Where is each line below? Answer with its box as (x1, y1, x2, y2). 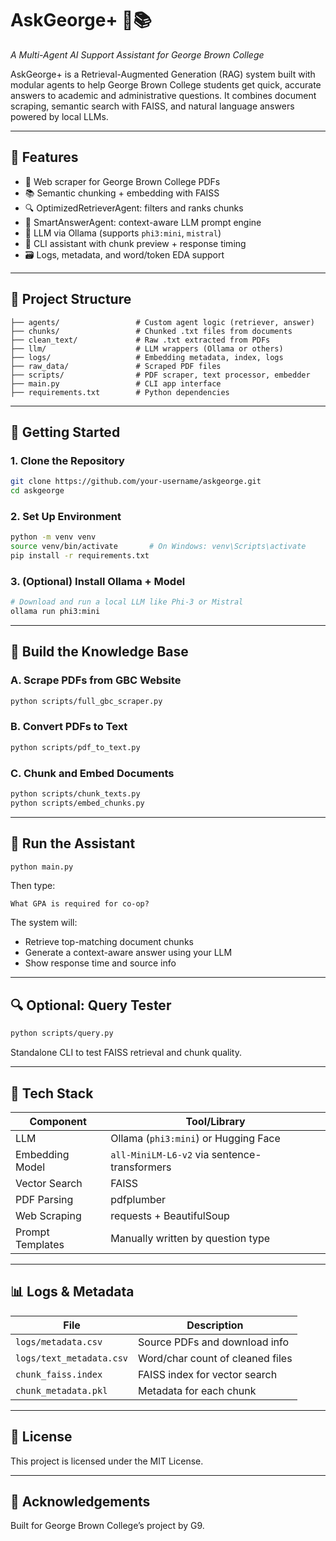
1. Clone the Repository (10, 453, 125, 467)
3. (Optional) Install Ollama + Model (10, 574, 186, 588)
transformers (110, 1160, 172, 1174)
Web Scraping (15, 1208, 82, 1222)
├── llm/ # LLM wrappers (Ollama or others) (10, 343, 284, 354)
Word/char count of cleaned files (138, 1351, 293, 1365)
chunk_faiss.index (15, 1368, 103, 1380)
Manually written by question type (110, 1231, 271, 1245)
